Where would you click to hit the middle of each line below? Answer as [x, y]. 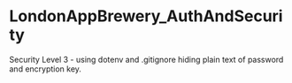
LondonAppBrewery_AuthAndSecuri [146, 16]
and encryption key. [46, 69]
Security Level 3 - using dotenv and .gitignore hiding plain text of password [146, 59]
